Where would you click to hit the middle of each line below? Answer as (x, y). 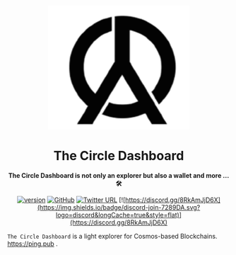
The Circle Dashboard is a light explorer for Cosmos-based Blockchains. (112, 236)
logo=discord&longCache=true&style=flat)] (119, 215)
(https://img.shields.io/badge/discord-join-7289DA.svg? (119, 207)
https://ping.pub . (33, 244)
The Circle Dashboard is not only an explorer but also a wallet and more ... (119, 175)
